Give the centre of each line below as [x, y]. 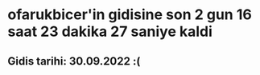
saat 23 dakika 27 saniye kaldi [110, 32]
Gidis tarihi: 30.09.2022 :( [74, 61]
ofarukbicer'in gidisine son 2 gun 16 [130, 15]
